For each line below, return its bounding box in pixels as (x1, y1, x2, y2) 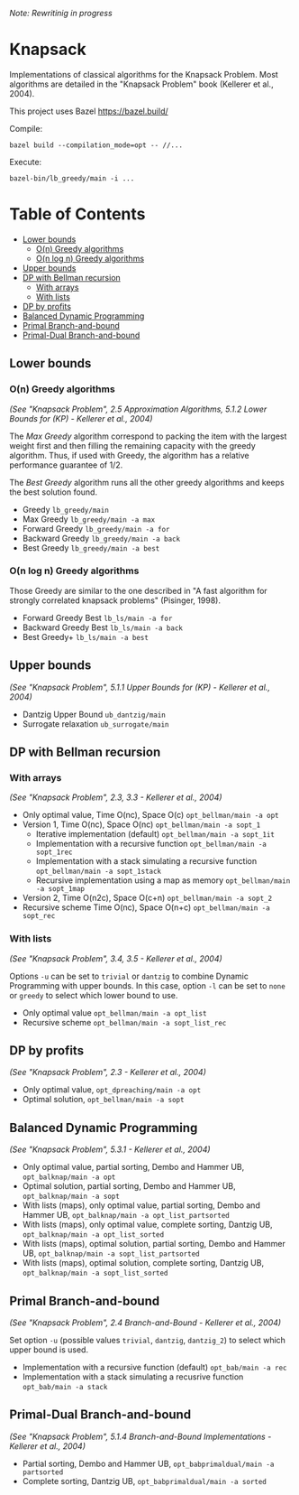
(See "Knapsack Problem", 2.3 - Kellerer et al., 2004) (9, 1067, 207, 1078)
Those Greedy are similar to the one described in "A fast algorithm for (9, 585, 267, 596)
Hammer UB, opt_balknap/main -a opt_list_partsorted (22, 1210, 230, 1221)
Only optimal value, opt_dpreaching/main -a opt (22, 1084, 202, 1095)
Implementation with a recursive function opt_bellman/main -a (35, 839, 267, 850)
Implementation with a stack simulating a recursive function (35, 856, 258, 867)
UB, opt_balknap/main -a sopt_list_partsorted (22, 1248, 200, 1258)
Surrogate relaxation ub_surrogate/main (22, 718, 169, 729)
